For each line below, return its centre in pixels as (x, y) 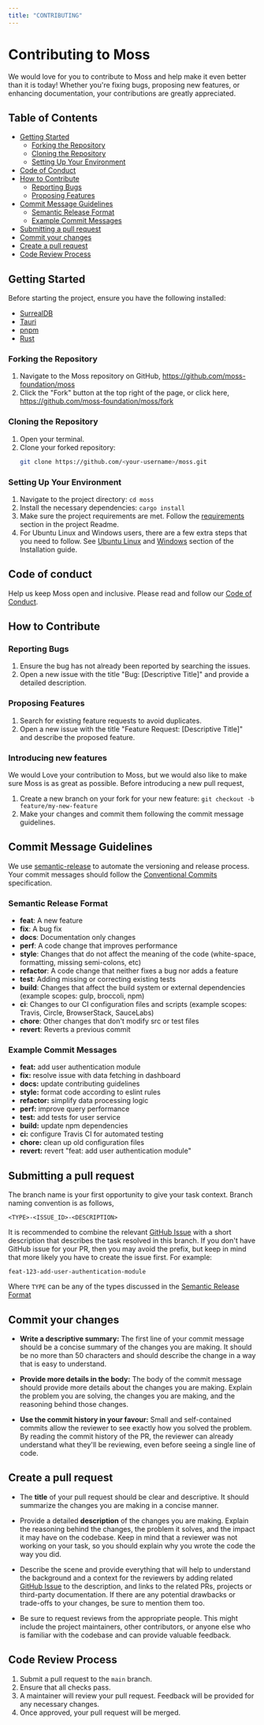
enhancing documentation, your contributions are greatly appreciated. (122, 93)
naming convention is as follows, (61, 1203)
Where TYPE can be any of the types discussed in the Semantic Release (124, 1286)
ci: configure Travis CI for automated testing (91, 1134)
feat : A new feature (51, 921)
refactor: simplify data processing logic (84, 1101)
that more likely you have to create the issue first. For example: (110, 1257)
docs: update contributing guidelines (80, 1084)
